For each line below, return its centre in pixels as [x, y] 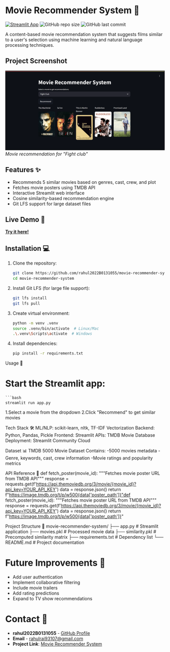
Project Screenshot [36, 61]
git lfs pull [26, 303]
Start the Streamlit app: [55, 384]
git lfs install [30, 298]
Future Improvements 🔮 [55, 563]
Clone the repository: [35, 263]
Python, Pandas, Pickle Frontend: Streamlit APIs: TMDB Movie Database [80, 435]
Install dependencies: [35, 344]
